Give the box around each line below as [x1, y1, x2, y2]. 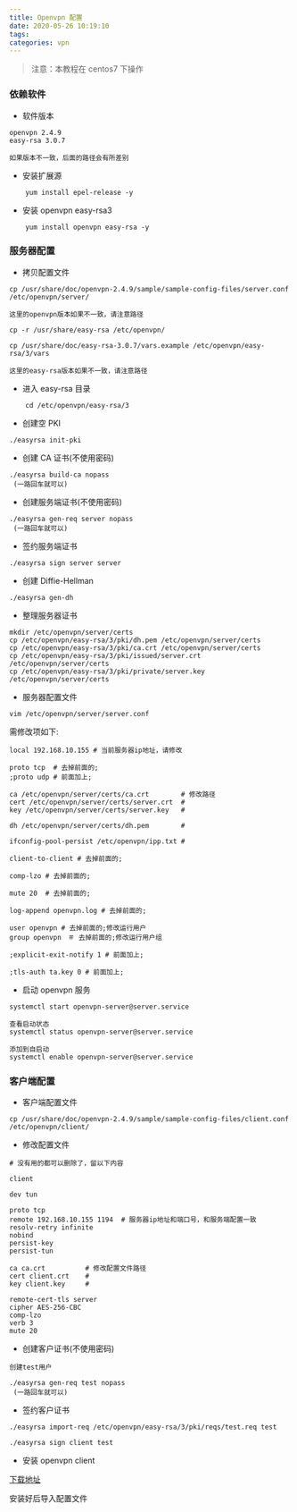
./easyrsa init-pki [9, 435, 82, 444]
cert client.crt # [9, 1271, 90, 1281]
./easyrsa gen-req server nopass [9, 514, 134, 523]
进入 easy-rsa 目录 [21, 383, 91, 393]
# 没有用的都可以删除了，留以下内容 [9, 1159, 124, 1168]
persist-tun [9, 1246, 54, 1256]
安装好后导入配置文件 [9, 1493, 87, 1504]
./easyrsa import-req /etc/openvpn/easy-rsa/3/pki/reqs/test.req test [9, 1423, 277, 1432]
